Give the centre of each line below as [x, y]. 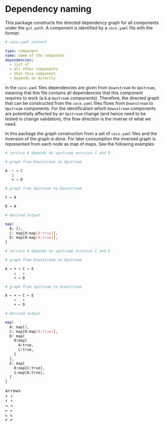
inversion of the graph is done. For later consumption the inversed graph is [80, 139]
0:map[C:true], [29, 368]
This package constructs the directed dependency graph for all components [82, 23]
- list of [19, 65]
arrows [13, 391]
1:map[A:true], [29, 373]
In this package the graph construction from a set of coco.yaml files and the [81, 133]
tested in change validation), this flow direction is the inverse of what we [78, 119]
